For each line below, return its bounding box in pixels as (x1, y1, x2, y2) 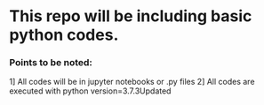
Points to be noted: (9, 56, 93, 69)
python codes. (9, 25, 119, 45)
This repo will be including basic (9, 6, 252, 26)
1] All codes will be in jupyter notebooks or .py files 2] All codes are (9, 77, 255, 87)
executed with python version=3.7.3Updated (9, 86, 172, 96)
